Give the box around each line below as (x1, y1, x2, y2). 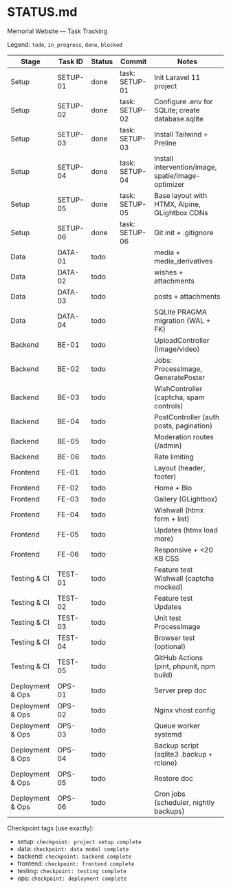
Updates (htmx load (153, 525, 219, 535)
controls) (153, 401, 184, 410)
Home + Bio (153, 483, 192, 492)
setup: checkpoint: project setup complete (16, 837, 142, 846)
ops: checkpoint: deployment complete (16, 874, 127, 882)
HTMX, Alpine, (153, 199, 201, 209)
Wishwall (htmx (153, 505, 204, 515)
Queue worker (153, 721, 201, 730)
